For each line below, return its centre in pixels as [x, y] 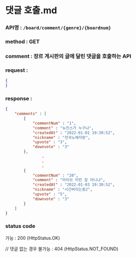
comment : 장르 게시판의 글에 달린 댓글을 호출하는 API [68, 56]
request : [17, 70]
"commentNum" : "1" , [54, 123]
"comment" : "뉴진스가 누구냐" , [63, 128]
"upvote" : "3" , [50, 142]
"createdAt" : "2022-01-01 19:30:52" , [74, 133]
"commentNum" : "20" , [56, 175]
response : [19, 98]
